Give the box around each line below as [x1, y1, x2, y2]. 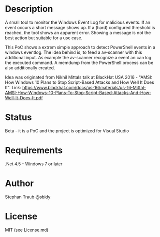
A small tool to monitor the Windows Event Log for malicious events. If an [5, 19, 151, 25]
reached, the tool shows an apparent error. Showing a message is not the [5, 30, 151, 35]
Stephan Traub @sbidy [5, 194, 51, 200]
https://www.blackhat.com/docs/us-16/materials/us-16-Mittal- [22, 84, 146, 90]
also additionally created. [5, 64, 55, 71]
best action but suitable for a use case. [5, 35, 83, 41]
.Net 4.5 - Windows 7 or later [5, 161, 63, 167]
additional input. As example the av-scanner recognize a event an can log [5, 54, 151, 60]
